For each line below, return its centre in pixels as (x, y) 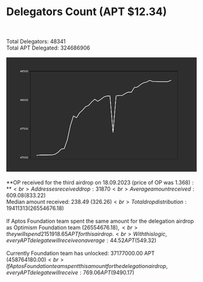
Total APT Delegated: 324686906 (48, 48)
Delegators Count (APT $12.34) (87, 12)
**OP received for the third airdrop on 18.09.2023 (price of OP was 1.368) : (100, 183)
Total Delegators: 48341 (36, 41)
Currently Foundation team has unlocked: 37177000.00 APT (81, 254)
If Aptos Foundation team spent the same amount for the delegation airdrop (100, 221)
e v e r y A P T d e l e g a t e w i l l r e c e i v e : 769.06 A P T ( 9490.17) (70, 273)
